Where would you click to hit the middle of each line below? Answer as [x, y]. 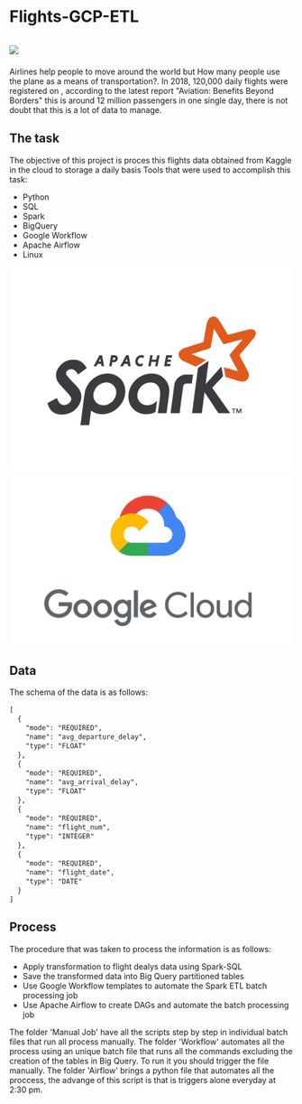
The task [35, 139]
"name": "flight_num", [68, 827]
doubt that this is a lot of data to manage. [86, 110]
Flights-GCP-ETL [74, 17]
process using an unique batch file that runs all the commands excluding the [151, 1051]
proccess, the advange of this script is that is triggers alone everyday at [143, 1080]
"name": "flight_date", [70, 872]
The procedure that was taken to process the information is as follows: [141, 949]
